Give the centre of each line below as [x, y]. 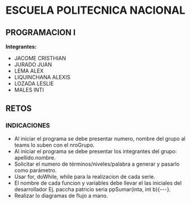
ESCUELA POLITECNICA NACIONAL [95, 10]
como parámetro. [35, 170]
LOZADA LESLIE [34, 83]
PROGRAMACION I [40, 32]
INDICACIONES [28, 126]
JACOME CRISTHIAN [40, 58]
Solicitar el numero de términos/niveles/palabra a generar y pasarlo [97, 164]
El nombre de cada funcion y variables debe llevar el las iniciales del [98, 183]
